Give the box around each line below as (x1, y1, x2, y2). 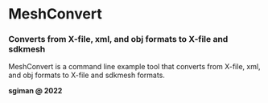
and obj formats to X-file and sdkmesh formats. (8, 70, 165, 80)
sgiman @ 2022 (8, 86, 63, 96)
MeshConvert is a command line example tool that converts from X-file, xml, (8, 62, 261, 72)
